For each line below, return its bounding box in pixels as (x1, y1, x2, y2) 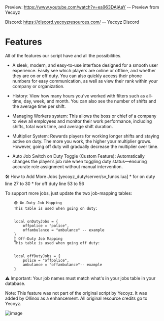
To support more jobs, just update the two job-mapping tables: (5, 190, 132, 196)
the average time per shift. (12, 103, 66, 109)
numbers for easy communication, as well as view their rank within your (12, 78, 158, 84)
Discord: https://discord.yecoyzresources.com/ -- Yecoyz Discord (5, 19, 139, 25)
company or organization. (12, 83, 65, 89)
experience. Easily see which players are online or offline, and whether (12, 67, 156, 73)
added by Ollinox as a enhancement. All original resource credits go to (5, 295, 148, 301)
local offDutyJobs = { (14, 253, 61, 259)
